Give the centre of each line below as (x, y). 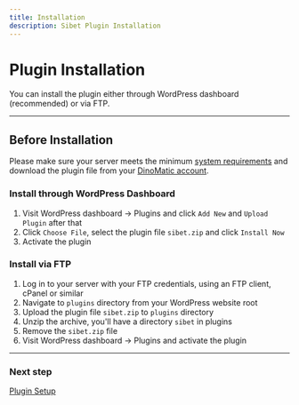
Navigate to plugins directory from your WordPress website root (140, 302)
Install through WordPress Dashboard (93, 194)
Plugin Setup (32, 391)
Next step (31, 371)
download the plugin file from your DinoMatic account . (109, 171)
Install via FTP (40, 265)
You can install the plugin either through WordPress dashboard (124, 94)
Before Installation (61, 140)
